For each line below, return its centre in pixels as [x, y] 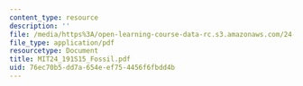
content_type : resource [54, 17]
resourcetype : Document [54, 51]
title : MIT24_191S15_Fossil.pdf [70, 59]
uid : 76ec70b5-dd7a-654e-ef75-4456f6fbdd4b [92, 68]
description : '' [40, 26]
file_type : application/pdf [62, 43]
